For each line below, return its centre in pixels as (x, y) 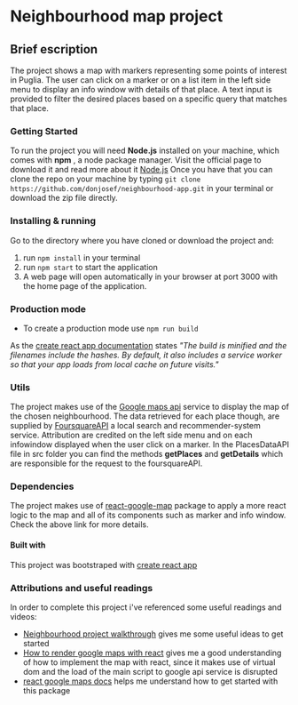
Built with (28, 545)
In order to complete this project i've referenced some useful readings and (146, 607)
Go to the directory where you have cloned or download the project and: (142, 240)
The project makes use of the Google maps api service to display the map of (149, 407)
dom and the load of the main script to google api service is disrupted (150, 671)
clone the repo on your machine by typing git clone (106, 179)
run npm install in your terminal (82, 257)
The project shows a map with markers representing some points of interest (149, 70)
